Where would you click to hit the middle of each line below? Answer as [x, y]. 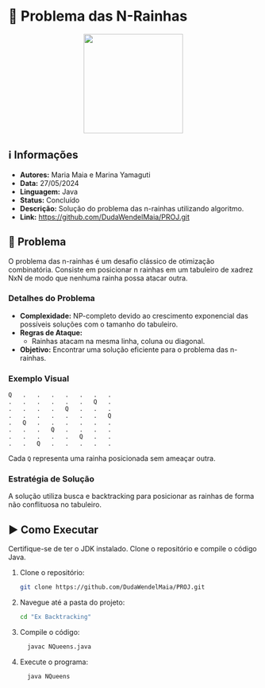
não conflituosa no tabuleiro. [55, 504]
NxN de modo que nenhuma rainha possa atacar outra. [98, 278]
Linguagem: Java [48, 191]
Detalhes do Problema [52, 299]
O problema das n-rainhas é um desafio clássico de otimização [111, 261]
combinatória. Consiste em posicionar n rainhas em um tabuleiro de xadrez [131, 269]
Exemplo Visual [39, 378]
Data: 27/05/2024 [49, 183]
